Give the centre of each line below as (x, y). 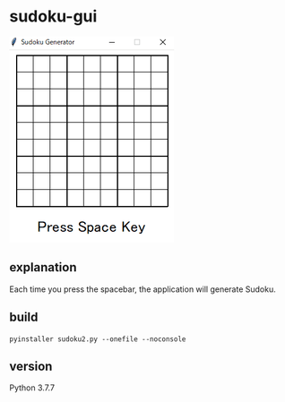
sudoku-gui (53, 17)
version (31, 366)
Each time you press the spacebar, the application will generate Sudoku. (142, 289)
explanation (43, 267)
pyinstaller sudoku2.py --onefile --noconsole (98, 339)
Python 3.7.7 (32, 388)
